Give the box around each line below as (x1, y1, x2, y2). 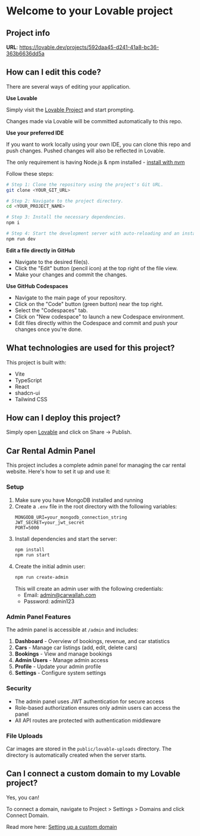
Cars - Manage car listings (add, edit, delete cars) (14, 644, 138, 651)
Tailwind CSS (14, 395, 48, 403)
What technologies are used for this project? (6, 343, 175, 353)
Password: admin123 (23, 598, 75, 605)
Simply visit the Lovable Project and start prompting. (6, 106, 135, 113)
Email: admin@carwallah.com (23, 591, 96, 599)
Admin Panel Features (6, 613, 71, 621)
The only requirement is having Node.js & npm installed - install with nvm (6, 158, 185, 166)
